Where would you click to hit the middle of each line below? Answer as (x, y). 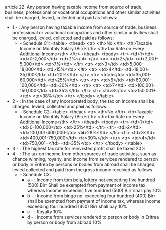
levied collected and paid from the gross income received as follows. (83, 170)
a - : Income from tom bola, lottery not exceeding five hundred (91, 180)
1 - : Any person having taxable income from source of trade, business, (85, 27)
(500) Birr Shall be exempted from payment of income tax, (87, 185)
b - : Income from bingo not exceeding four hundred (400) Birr (91, 196)
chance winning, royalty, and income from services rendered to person (85, 159)
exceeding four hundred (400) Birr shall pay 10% (77, 206)
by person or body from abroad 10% (64, 222)
